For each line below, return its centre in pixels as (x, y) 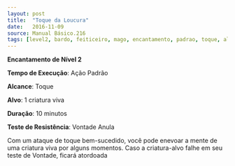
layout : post (26, 14)
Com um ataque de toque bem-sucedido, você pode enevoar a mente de (113, 141)
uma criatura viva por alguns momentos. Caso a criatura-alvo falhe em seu (115, 148)
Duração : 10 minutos (37, 114)
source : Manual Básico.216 (47, 33)
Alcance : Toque (30, 86)
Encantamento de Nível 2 (44, 59)
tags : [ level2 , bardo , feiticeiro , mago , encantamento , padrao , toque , (114, 40)
